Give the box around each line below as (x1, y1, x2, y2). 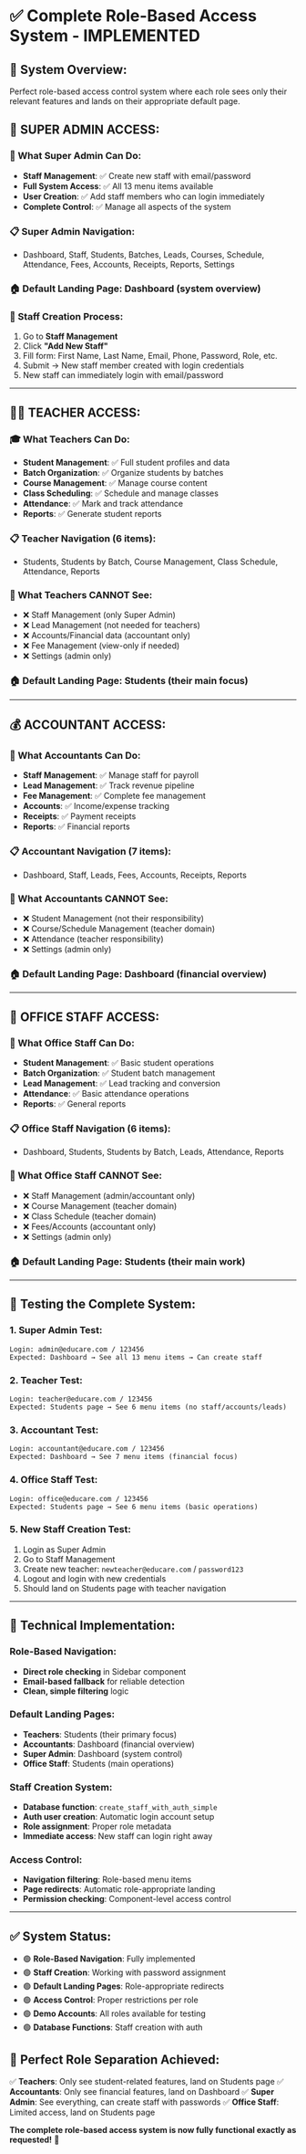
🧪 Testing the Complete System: (9, 1297, 196, 1312)
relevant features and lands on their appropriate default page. (9, 96, 241, 106)
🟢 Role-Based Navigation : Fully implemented (22, 1953, 196, 1964)
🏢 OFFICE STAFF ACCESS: (9, 1009, 159, 1024)
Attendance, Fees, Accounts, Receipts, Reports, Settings (22, 258, 235, 269)
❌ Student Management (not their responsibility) (22, 913, 205, 924)
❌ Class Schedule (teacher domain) (22, 1211, 157, 1222)
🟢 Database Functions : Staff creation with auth (22, 2022, 203, 2033)
